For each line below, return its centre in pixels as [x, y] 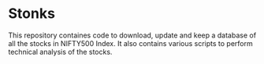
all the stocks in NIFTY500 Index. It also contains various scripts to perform [131, 43]
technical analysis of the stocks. [60, 52]
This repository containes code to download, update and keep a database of [132, 35]
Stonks [32, 14]
